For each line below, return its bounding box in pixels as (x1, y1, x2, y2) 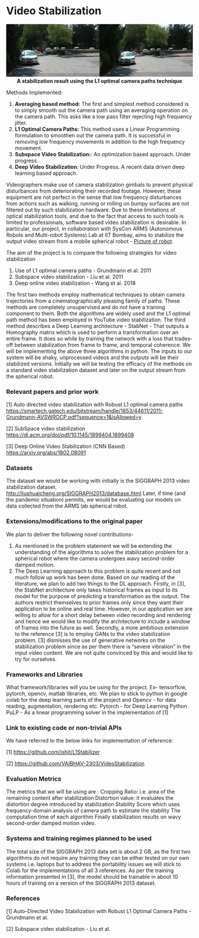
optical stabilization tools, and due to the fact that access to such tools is (6, 212, 184, 220)
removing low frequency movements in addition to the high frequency (14, 138, 185, 145)
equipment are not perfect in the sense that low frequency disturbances (6, 194, 182, 201)
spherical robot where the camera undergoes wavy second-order (14, 555, 175, 562)
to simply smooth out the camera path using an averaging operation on (14, 107, 188, 114)
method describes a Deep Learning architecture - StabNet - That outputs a (6, 322, 189, 329)
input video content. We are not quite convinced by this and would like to (14, 649, 193, 656)
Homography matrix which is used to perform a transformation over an (6, 329, 179, 336)
